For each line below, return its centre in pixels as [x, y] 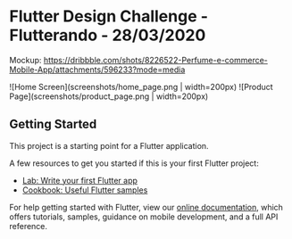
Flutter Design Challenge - [108, 16]
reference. [28, 226]
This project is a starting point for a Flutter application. [109, 145]
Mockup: [25, 60]
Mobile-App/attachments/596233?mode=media [97, 70]
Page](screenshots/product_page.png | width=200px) [109, 96]
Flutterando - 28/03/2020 [108, 35]
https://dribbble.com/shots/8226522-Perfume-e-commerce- [155, 60]
